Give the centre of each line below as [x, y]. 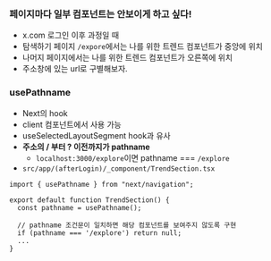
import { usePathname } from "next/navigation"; [102, 184]
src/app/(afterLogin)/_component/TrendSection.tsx [119, 168]
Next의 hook [45, 113]
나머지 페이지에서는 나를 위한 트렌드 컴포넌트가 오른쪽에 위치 [127, 58]
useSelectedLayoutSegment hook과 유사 [97, 135]
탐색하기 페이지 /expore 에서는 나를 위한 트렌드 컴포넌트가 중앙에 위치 [143, 46]
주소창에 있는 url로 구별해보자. [75, 69]
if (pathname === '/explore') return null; [99, 233]
